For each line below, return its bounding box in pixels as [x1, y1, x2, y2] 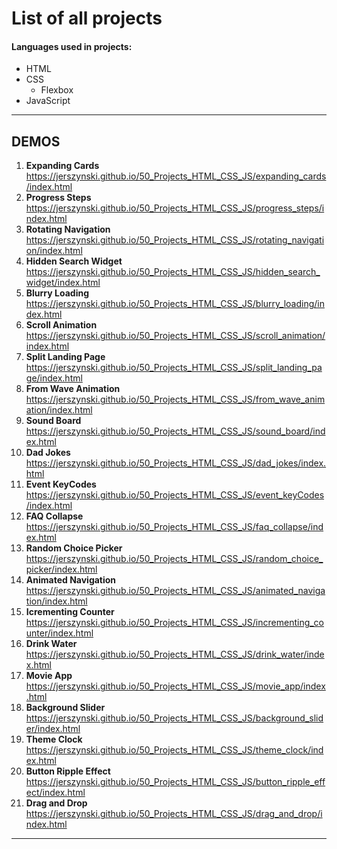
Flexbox [40, 84, 74, 96]
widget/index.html [25, 277, 101, 289]
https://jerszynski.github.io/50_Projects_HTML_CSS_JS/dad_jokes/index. [25, 457, 327, 469]
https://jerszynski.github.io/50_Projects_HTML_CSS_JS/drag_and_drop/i [25, 808, 323, 820]
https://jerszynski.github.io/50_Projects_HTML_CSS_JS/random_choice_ [25, 553, 324, 565]
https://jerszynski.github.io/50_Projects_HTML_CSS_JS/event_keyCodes [25, 489, 325, 501]
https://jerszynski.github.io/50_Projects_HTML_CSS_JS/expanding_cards [25, 170, 327, 182]
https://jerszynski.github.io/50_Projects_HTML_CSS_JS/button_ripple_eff [25, 776, 326, 788]
